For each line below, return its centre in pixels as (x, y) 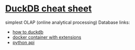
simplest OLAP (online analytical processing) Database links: (67, 22)
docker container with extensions (47, 37)
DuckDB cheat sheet (48, 9)
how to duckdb (28, 32)
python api (23, 42)
